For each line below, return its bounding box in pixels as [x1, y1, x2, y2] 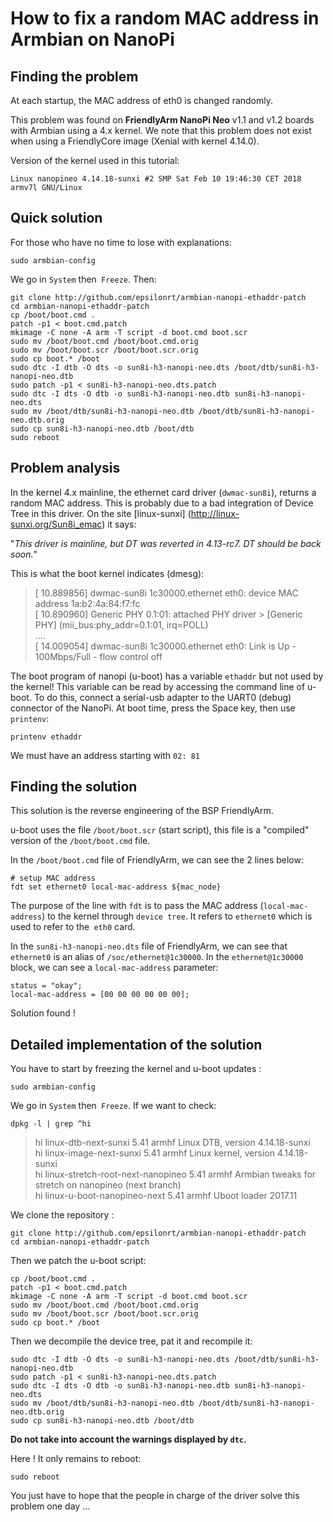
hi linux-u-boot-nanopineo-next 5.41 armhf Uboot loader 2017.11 [34, 1190, 298, 1202]
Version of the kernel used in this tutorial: [10, 155, 180, 166]
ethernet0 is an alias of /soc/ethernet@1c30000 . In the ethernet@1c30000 [10, 951, 304, 963]
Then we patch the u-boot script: [10, 1255, 147, 1267]
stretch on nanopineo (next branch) [34, 1179, 182, 1191]
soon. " [10, 548, 38, 560]
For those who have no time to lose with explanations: [10, 236, 232, 248]
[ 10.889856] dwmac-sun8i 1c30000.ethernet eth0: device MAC [34, 587, 299, 599]
